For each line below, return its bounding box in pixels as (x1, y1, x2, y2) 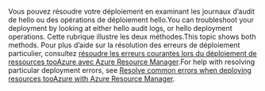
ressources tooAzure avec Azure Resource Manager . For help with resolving (8, 57, 255, 66)
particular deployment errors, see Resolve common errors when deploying (8, 66, 252, 74)
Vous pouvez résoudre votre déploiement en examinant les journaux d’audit (8, 7, 255, 16)
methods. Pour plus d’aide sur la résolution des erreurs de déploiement (8, 40, 240, 50)
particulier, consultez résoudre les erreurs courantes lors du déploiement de (8, 49, 257, 58)
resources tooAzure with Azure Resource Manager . (8, 74, 175, 83)
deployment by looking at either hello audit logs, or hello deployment (8, 24, 232, 32)
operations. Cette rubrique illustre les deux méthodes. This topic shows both (8, 32, 256, 41)
